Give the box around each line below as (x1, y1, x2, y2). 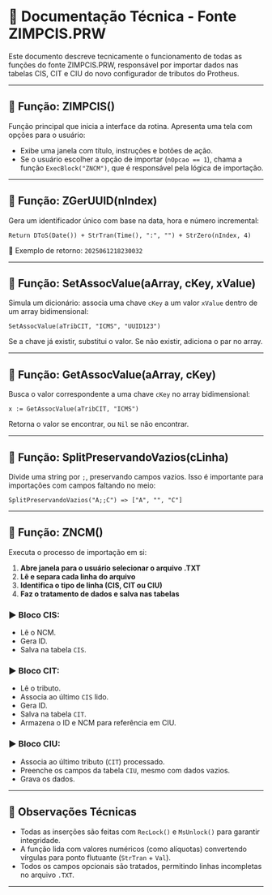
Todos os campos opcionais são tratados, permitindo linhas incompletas (19, 861, 262, 871)
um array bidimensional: (8, 307, 89, 316)
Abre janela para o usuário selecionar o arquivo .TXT (19, 563, 201, 573)
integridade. (19, 835, 61, 845)
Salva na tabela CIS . (19, 645, 87, 655)
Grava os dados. (19, 774, 75, 784)
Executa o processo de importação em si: (8, 547, 147, 557)
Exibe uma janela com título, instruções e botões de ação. (19, 145, 213, 155)
